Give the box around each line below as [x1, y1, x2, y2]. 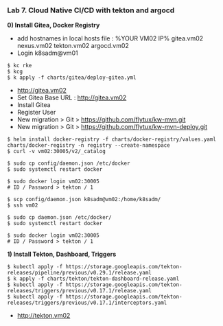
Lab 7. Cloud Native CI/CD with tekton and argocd [7, 5, 175, 15]
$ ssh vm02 [7, 202, 38, 209]
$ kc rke [7, 62, 32, 69]
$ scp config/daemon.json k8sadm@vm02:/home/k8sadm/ [7, 196, 161, 203]
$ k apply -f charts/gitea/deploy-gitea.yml [7, 74, 137, 81]
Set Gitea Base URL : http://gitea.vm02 [16, 93, 127, 102]
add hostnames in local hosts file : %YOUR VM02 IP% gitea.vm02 [16, 34, 204, 43]
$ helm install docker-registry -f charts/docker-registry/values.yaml [7, 136, 216, 143]
